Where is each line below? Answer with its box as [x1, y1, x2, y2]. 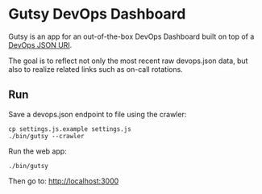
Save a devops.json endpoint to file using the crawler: [8, 109, 187, 119]
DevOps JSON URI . [8, 40, 73, 49]
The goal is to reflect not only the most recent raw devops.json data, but [8, 56, 248, 65]
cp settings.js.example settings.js [8, 124, 131, 133]
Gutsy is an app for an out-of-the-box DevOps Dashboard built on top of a [8, 32, 255, 41]
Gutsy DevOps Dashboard [8, 5, 186, 23]
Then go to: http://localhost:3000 [8, 175, 119, 186]
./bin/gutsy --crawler [8, 132, 85, 140]
